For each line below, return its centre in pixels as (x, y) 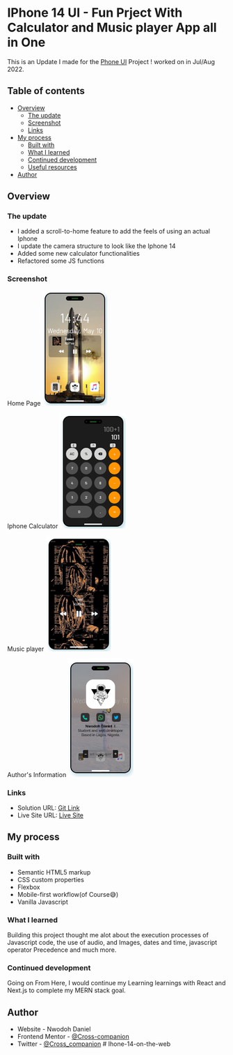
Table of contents (46, 91)
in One (26, 43)
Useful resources (53, 167)
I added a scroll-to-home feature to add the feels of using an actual (114, 231)
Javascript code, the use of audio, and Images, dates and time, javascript (112, 943)
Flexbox (29, 887)
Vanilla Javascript (42, 902)
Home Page (24, 403)
